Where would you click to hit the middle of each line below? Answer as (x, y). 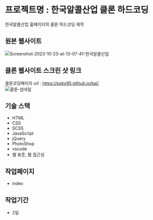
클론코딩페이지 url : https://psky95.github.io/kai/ (52, 83)
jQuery (19, 138)
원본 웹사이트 (23, 41)
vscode (20, 149)
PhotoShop (23, 144)
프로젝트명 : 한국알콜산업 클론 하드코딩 (77, 10)
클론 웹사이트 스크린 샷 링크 (43, 71)
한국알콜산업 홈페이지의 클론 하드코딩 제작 (45, 24)
